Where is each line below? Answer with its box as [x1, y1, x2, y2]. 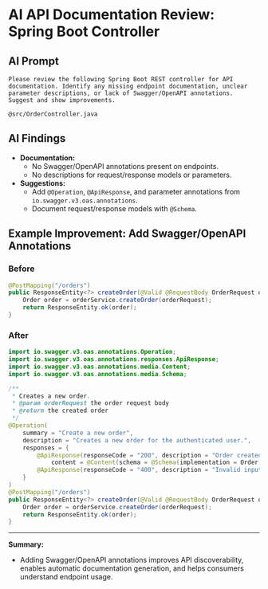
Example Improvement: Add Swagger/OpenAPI [8, 227, 246, 241]
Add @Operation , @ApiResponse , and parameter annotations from [31, 187, 241, 196]
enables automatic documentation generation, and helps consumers [19, 563, 245, 573]
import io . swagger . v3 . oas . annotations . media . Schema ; [8, 370, 187, 378]
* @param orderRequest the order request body [11, 399, 170, 407]
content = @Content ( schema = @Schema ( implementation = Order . [50, 458, 262, 467]
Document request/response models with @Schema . [31, 203, 198, 213]
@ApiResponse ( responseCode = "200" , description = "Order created [37, 451, 262, 459]
